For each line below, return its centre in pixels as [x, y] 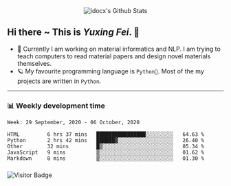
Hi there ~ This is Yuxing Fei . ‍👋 [74, 33]
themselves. [34, 63]
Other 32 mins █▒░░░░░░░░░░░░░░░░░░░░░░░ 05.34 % [106, 147]
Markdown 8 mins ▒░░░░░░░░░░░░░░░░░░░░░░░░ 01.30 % [106, 159]
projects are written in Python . [59, 81]
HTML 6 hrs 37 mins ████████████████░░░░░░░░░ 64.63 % [106, 135]
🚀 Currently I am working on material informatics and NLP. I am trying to [119, 49]
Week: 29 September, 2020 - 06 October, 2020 [73, 123]
